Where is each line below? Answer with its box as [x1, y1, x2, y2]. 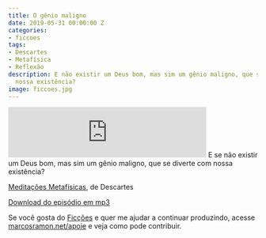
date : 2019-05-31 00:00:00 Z [8, 19, 104, 27]
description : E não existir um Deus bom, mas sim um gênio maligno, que [8, 70, 253, 78]
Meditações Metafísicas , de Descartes [8, 183, 135, 192]
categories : [8, 26, 47, 34]
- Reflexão [8, 63, 44, 71]
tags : [8, 41, 26, 49]
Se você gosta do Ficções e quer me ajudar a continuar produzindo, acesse [8, 213, 256, 222]
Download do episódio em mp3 [8, 198, 111, 207]
